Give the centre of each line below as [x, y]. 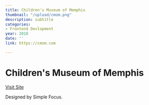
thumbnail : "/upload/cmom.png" [39, 15]
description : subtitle [29, 19]
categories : [18, 24]
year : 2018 [17, 34]
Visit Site [15, 87]
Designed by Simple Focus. [34, 97]
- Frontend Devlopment [29, 29]
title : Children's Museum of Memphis [45, 10]
